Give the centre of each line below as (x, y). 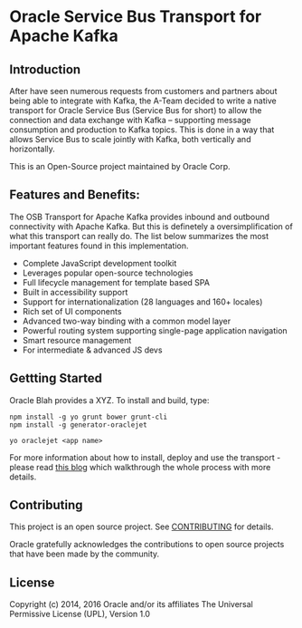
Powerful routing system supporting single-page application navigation (155, 330)
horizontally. (33, 149)
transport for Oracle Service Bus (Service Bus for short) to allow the (136, 110)
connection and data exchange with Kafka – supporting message (130, 120)
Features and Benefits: (75, 195)
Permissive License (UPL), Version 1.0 (80, 614)
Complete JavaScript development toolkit (99, 263)
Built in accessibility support (75, 292)
